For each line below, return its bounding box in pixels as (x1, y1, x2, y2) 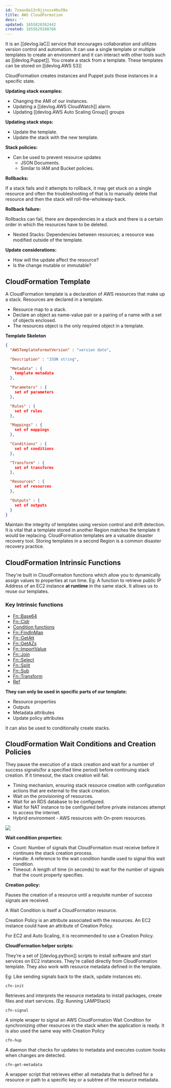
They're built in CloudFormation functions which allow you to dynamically (5, 572, 161, 578)
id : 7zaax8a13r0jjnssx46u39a (5, 7, 68, 13)
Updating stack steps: (5, 119, 54, 125)
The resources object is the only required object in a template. (12, 323, 145, 329)
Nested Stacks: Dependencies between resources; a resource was (12, 231, 154, 238)
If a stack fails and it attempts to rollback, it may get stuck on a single (5, 185, 151, 191)
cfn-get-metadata (5, 1062, 43, 1067)
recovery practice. (5, 543, 45, 549)
